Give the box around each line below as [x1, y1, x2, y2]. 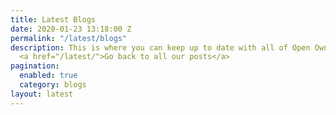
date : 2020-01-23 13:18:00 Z [10, 24, 132, 34]
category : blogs [19, 80, 87, 90]
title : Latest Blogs [10, 14, 97, 25]
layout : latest [10, 89, 74, 99]
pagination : [10, 61, 60, 71]
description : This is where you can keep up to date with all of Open [10, 42, 311, 53]
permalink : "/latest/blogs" [10, 33, 128, 43]
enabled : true [19, 71, 78, 81]
